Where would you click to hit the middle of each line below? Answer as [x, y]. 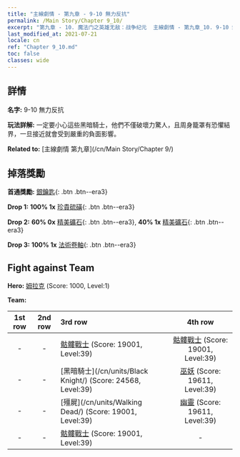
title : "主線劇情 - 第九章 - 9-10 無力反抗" [69, 14]
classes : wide [29, 61]
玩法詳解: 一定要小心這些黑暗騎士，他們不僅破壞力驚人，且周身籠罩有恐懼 [116, 125]
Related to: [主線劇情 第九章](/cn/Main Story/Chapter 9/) [90, 149]
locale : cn [24, 41]
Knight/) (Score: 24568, [101, 381]
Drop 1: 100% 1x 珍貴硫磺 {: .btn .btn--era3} [71, 207]
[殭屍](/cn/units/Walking [101, 402]
